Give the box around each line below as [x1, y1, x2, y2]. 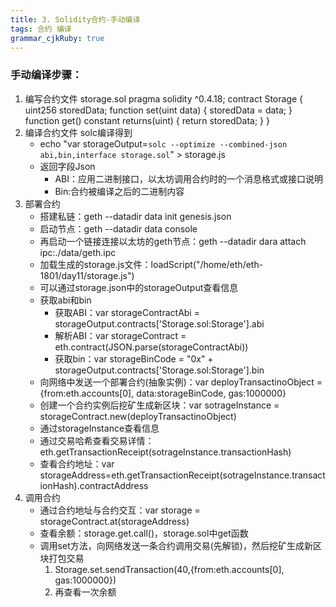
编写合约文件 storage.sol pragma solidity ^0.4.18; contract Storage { [24, 92, 304, 105]
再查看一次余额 [54, 586, 117, 598]
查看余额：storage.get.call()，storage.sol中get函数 [39, 527, 249, 539]
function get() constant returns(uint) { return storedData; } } [24, 114, 270, 126]
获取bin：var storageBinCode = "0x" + [54, 352, 214, 365]
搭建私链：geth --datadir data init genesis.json [39, 210, 232, 222]
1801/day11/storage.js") [39, 269, 135, 281]
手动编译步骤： [10, 68, 83, 82]
